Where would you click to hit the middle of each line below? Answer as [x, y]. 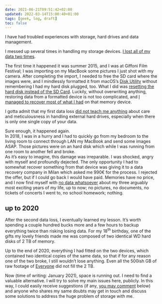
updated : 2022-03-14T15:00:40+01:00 [42, 14]
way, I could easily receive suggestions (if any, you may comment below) [78, 286]
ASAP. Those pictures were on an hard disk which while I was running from [80, 146]
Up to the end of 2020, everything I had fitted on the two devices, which [77, 251]
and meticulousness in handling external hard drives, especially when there [80, 116]
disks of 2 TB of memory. [30, 241]
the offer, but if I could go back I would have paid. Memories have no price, [80, 177]
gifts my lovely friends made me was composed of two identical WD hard [78, 236]
